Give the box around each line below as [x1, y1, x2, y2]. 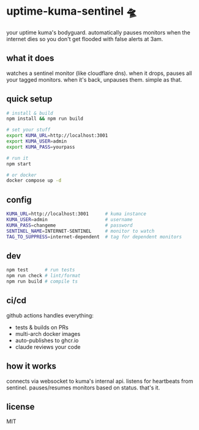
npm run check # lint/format [6, 273, 81, 279]
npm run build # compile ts [6, 278, 78, 285]
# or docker [6, 172, 37, 178]
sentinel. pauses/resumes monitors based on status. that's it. [6, 384, 160, 391]
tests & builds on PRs [15, 323, 69, 331]
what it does [6, 53, 54, 64]
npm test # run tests [6, 267, 75, 273]
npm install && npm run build [6, 115, 84, 122]
